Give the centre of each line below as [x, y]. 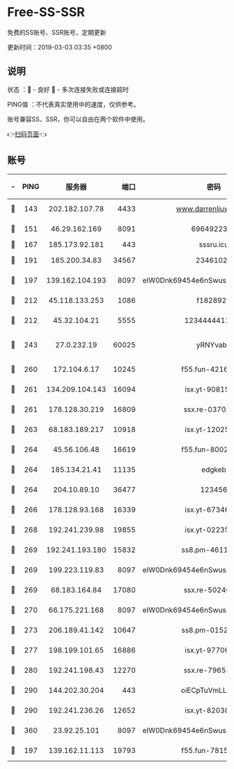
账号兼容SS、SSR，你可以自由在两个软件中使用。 [78, 119]
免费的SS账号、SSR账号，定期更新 [57, 32]
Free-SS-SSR [46, 12]
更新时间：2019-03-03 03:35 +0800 [60, 47]
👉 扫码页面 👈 [27, 134]
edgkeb [214, 470]
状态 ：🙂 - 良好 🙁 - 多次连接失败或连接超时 [68, 89]
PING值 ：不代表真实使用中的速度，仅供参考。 [73, 104]
